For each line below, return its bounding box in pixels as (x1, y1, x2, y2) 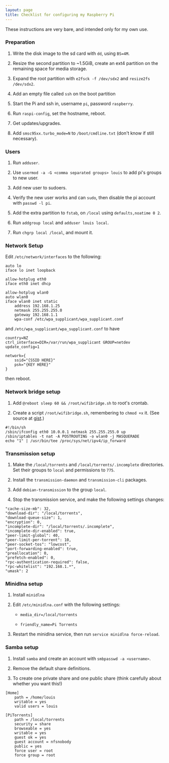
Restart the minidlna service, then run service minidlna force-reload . (12, 631, 160, 638)
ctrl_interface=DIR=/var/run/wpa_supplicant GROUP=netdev (5, 340, 130, 345)
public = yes (14, 744, 42, 749)
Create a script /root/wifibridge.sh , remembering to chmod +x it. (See (12, 409, 160, 416)
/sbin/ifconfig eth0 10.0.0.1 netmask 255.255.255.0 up (5, 429, 126, 434)
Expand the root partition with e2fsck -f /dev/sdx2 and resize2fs (12, 75, 150, 81)
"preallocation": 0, (5, 551, 49, 556)
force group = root (14, 752, 56, 757)
